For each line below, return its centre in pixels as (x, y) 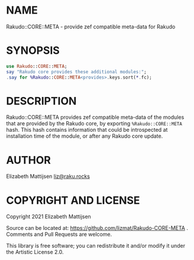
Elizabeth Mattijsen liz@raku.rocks (48, 176)
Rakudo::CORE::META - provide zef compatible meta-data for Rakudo (91, 27)
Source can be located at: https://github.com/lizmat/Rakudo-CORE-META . (97, 228)
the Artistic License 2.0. (35, 252)
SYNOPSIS (33, 51)
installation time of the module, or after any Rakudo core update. (85, 136)
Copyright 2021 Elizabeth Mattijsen (49, 217)
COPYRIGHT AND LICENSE (73, 200)
